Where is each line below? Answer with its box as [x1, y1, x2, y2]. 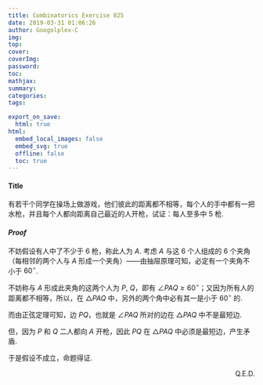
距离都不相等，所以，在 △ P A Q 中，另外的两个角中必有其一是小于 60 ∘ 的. [8, 292, 243, 303]
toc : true [15, 157, 47, 165]
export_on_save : [8, 113, 61, 122]
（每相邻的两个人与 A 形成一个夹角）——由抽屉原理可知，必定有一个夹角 [8, 256, 243, 265]
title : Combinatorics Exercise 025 [8, 11, 124, 20]
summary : [8, 84, 37, 93]
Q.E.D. [234, 369, 255, 378]
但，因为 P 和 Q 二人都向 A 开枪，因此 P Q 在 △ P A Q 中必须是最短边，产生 [8, 326, 244, 336]
